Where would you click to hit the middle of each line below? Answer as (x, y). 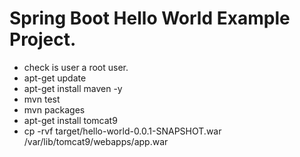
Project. (43, 39)
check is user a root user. (76, 67)
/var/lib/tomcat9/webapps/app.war (96, 141)
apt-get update (55, 78)
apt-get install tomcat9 (70, 120)
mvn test (42, 99)
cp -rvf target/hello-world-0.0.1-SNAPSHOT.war (122, 131)
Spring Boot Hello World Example (150, 18)
